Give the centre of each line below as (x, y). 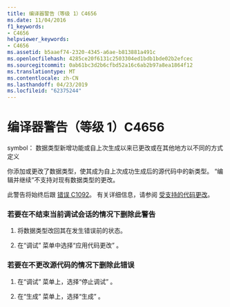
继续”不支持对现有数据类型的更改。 (69, 180)
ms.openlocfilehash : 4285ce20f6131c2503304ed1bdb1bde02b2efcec (100, 59)
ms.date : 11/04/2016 (37, 20)
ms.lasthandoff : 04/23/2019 (48, 85)
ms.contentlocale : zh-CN (43, 78)
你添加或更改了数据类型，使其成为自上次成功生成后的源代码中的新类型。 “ (112, 171)
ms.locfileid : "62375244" (44, 91)
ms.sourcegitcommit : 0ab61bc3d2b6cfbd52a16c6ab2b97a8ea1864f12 (100, 65)
